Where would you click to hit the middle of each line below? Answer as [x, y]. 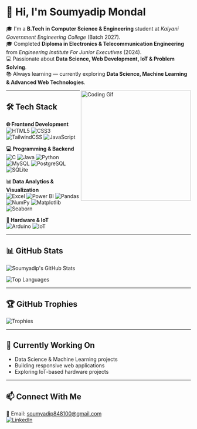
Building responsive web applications [60, 366]
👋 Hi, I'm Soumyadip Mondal [76, 12]
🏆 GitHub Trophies [42, 304]
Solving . [16, 67]
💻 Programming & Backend [40, 149]
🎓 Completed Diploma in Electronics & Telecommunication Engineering [95, 43]
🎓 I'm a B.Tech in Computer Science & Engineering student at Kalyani [92, 28]
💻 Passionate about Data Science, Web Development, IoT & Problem [90, 59]
